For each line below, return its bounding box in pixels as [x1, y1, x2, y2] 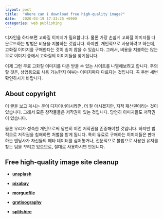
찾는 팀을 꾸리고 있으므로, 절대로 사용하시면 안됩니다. [5, 144, 105, 150]
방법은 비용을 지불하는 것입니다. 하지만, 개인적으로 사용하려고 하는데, [26, 41, 156, 47]
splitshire [12, 208, 32, 214]
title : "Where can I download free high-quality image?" [5, 12, 125, 17]
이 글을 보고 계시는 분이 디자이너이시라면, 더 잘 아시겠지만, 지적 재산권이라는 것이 [5, 103, 158, 109]
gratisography [12, 199, 42, 205]
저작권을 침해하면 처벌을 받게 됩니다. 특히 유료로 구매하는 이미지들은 [18, 132, 147, 137]
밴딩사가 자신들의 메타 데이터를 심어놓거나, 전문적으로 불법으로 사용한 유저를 [14, 138, 159, 144]
